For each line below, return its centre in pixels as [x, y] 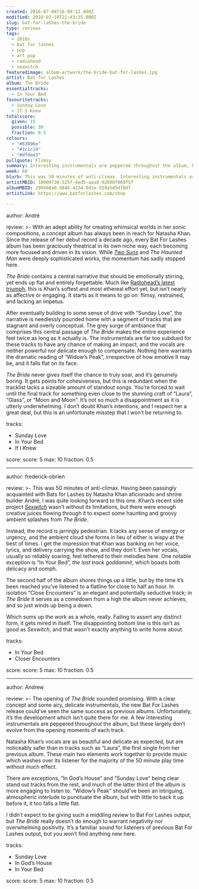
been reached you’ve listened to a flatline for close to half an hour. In [90, 586]
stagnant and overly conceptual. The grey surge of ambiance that [86, 325]
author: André [23, 215]
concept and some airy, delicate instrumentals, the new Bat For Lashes [93, 705]
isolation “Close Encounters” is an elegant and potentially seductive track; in [99, 592]
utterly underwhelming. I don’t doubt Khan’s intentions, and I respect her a [97, 406]
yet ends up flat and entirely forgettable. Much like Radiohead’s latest [91, 283]
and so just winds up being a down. [49, 605]
